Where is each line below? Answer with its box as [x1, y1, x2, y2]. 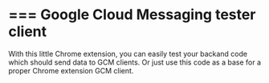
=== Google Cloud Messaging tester [8, 6, 256, 24]
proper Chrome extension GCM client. [8, 65, 134, 75]
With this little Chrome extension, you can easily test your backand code [8, 49, 247, 58]
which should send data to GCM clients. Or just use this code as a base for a [8, 57, 262, 67]
